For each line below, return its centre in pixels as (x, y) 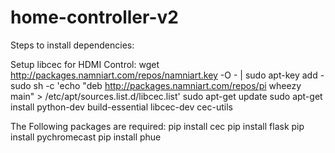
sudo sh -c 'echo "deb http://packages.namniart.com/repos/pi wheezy (156, 85)
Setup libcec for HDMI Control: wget (85, 64)
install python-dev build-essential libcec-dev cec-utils (121, 107)
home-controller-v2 (94, 17)
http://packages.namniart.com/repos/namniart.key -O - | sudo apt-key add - (167, 75)
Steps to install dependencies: (72, 45)
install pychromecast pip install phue (86, 137)
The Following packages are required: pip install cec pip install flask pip (157, 126)
